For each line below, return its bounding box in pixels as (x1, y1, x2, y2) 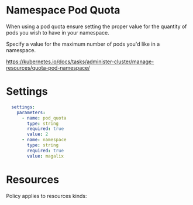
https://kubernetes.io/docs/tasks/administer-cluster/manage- (6, 58, 154, 65)
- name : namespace (21, 137, 67, 143)
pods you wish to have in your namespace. (6, 29, 109, 36)
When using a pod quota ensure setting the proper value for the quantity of (6, 23, 187, 30)
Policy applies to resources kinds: (6, 192, 87, 199)
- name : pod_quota (21, 115, 67, 121)
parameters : (16, 110, 46, 115)
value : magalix (27, 153, 64, 159)
